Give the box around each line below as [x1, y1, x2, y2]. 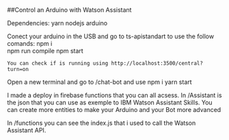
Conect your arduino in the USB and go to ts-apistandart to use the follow [7, 32, 214, 40]
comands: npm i [7, 40, 53, 47]
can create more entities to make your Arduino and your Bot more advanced [7, 106, 221, 113]
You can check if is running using [7, 60, 109, 67]
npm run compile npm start [7, 47, 83, 55]
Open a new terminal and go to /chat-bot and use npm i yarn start [7, 78, 193, 86]
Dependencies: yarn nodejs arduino [7, 19, 108, 27]
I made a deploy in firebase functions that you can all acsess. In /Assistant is [7, 92, 222, 99]
